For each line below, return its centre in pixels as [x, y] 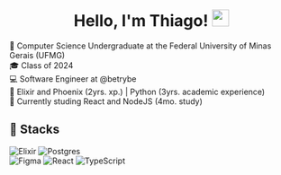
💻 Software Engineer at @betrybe [73, 79]
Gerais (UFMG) [37, 55]
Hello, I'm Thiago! [141, 21]
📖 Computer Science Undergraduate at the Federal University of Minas [140, 46]
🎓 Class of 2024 [41, 65]
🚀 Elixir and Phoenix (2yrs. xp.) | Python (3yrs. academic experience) [137, 92]
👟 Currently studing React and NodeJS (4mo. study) [106, 101]
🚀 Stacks [35, 130]
